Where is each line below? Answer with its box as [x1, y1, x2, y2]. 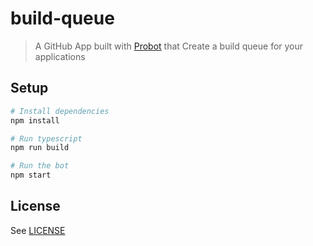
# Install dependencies [10, 106, 110, 116]
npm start [10, 170, 52, 181]
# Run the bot [10, 161, 70, 171]
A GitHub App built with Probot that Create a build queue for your [34, 40, 304, 52]
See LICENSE [10, 224, 66, 236]
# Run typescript [10, 133, 83, 144]
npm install [10, 115, 60, 126]
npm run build [10, 143, 70, 153]
